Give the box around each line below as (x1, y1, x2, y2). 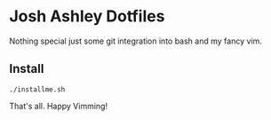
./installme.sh (9, 84, 66, 94)
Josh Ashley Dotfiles (9, 6, 165, 27)
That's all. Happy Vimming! (9, 100, 108, 111)
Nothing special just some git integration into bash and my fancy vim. (9, 36, 262, 46)
